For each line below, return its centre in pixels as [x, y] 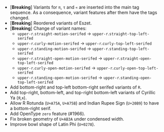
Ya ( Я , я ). [18, 98]
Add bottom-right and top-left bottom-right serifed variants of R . [76, 87]
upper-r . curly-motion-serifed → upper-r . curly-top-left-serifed [84, 43]
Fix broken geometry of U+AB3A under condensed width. [67, 119]
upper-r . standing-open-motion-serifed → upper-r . [69, 77]
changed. [20, 18]
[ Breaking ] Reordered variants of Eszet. [51, 23]
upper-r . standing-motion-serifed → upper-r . [63, 49]
